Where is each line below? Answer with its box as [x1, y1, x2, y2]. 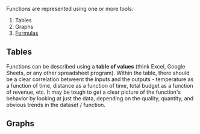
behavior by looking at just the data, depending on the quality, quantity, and [6, 94, 194, 102]
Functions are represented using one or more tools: [6, 5, 134, 12]
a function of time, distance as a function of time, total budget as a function [6, 82, 194, 89]
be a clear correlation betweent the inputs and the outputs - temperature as [6, 75, 194, 83]
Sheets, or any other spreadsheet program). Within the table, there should [6, 69, 190, 76]
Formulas [14, 29, 39, 37]
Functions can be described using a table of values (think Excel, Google [6, 62, 186, 70]
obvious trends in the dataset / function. [6, 101, 105, 108]
